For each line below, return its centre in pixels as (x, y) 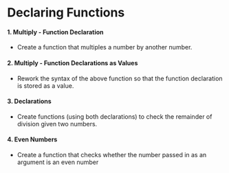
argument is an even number (58, 162)
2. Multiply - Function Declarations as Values (73, 62)
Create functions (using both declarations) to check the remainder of (115, 116)
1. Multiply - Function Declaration (56, 32)
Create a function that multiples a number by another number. (105, 47)
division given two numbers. (57, 124)
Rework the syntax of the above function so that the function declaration (120, 78)
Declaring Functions (66, 13)
